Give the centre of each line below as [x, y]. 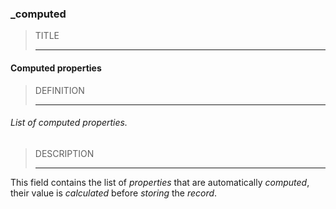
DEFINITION [59, 90]
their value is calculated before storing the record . [114, 193]
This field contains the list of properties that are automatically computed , [160, 182]
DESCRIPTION [64, 153]
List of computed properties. [69, 123]
